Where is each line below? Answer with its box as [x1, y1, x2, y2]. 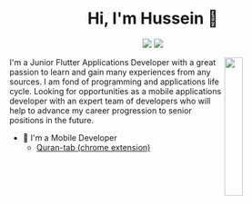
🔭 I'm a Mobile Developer [22, 132, 117, 143]
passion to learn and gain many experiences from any [9, 66, 211, 77]
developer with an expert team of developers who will [9, 95, 211, 106]
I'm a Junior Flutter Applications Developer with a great [9, 56, 217, 67]
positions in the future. [9, 114, 94, 125]
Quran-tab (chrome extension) [35, 142, 151, 152]
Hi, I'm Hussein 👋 [87, 8, 218, 29]
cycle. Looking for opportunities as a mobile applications [9, 85, 222, 96]
